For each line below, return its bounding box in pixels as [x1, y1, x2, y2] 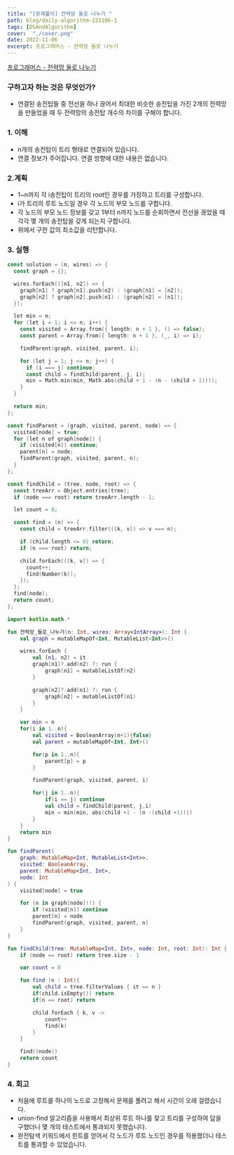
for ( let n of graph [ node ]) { [13, 435, 102, 443]
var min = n [20, 719, 55, 726]
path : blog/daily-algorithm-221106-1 [7, 17, 118, 24]
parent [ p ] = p [44, 757, 86, 764]
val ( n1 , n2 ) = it [32, 654, 86, 661]
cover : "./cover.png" [7, 30, 74, 37]
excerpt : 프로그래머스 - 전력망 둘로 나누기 [7, 43, 119, 50]
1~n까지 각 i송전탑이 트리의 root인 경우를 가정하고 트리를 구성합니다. [17, 190, 204, 199]
